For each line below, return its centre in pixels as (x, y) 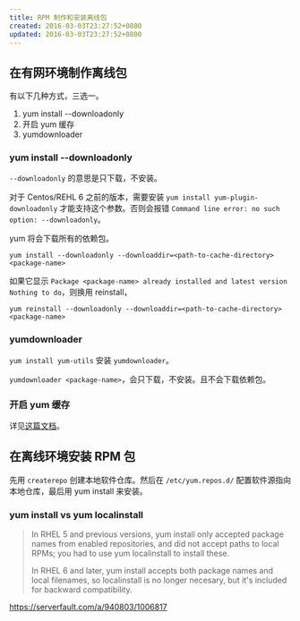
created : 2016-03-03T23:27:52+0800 (76, 26)
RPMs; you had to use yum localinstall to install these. (130, 553)
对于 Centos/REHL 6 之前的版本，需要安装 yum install (110, 197)
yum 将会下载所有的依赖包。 (62, 239)
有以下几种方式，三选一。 (56, 96)
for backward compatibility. (81, 590)
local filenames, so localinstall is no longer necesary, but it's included (159, 580)
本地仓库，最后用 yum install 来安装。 (78, 491)
